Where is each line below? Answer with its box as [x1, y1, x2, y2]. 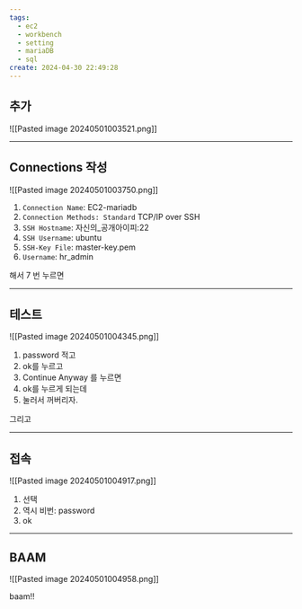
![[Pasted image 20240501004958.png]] [9, 573, 159, 584]
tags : [9, 13, 30, 22]
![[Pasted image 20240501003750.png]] [9, 184, 159, 195]
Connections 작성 [9, 160, 108, 175]
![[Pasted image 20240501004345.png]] [9, 331, 160, 342]
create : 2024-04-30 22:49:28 [9, 64, 119, 73]
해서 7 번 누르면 [9, 269, 65, 280]
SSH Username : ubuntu [22, 232, 102, 243]
